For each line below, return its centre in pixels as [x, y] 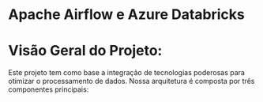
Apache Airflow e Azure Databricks [126, 15]
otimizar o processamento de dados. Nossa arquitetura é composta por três [131, 81]
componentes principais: [49, 89]
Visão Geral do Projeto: [85, 51]
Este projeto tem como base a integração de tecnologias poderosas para [126, 73]
